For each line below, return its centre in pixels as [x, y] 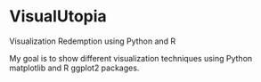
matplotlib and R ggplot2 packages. [74, 68]
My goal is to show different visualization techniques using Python [131, 58]
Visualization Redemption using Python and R [93, 41]
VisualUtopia [58, 16]
